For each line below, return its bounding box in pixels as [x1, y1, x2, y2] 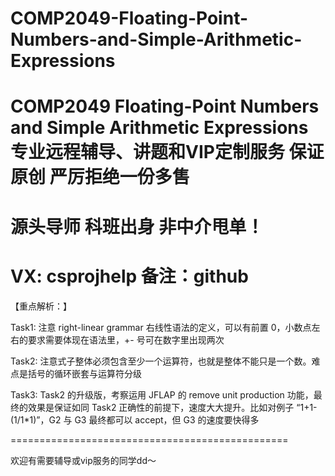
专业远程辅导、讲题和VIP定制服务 [10, 141, 285, 164]
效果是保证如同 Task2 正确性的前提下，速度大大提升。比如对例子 [27, 401, 295, 413]
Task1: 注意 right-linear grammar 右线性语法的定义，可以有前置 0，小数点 [10, 321, 312, 333]
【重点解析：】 [10, 300, 72, 312]
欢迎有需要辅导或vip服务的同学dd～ [10, 454, 157, 466]
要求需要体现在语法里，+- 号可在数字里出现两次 [27, 333, 225, 346]
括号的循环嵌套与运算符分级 [27, 367, 142, 379]
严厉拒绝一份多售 [49, 166, 190, 189]
